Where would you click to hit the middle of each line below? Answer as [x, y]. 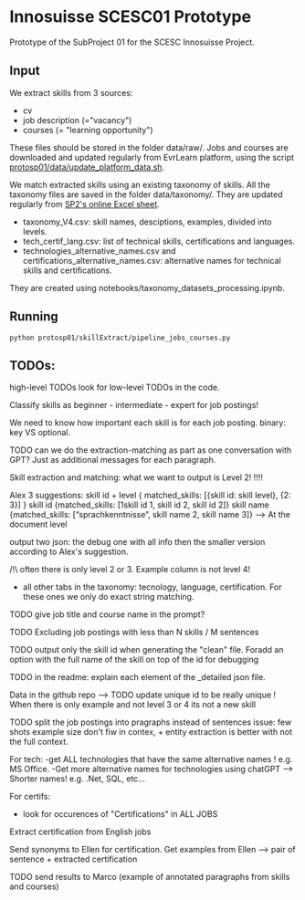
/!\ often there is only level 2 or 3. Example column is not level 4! [130, 570]
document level [38, 524]
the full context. [39, 742]
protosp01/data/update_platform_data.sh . [87, 167]
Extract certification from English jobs [80, 832]
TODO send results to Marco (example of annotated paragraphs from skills [150, 877]
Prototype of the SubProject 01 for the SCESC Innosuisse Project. [132, 42]
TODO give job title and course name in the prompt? [107, 614]
